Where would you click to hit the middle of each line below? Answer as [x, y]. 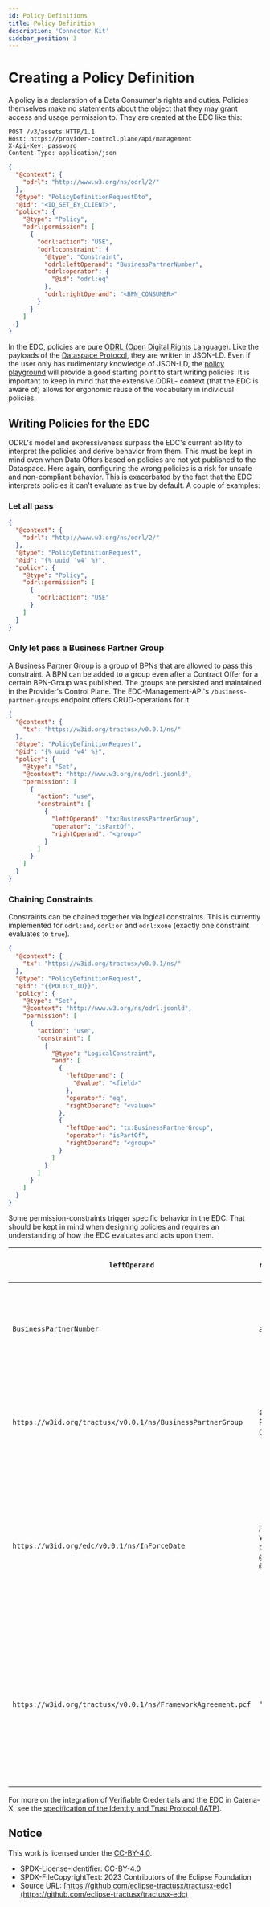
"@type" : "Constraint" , [84, 257]
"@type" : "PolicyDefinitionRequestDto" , [84, 197]
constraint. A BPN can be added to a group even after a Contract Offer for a [133, 674]
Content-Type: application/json [62, 153]
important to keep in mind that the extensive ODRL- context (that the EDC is [133, 381]
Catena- [247, 1799]
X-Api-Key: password [43, 146]
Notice [25, 1833]
